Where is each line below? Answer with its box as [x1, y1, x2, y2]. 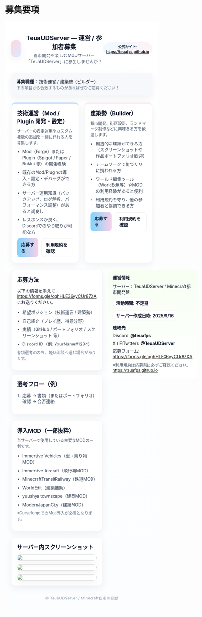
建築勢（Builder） [90, 110, 137, 117]
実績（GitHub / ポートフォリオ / [22, 327, 86, 332]
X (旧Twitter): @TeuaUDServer [112, 340, 175, 346]
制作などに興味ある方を [98, 126, 142, 131]
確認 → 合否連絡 [22, 399, 55, 404]
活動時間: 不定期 [116, 300, 148, 306]
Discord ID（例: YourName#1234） [22, 341, 92, 347]
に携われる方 [95, 167, 122, 173]
